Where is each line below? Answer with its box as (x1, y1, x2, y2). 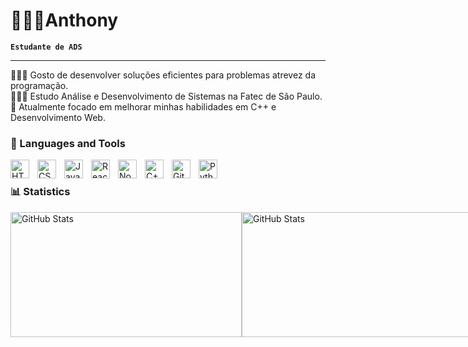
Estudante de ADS (10, 42, 83, 52)
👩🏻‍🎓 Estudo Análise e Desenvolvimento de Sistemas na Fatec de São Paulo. (10, 90, 323, 102)
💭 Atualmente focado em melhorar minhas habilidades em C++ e (10, 100, 277, 113)
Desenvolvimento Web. (10, 111, 106, 123)
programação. (10, 79, 69, 91)
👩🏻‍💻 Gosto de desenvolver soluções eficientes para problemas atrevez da (10, 69, 317, 81)
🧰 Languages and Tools (10, 136, 126, 150)
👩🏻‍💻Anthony (10, 9, 119, 32)
